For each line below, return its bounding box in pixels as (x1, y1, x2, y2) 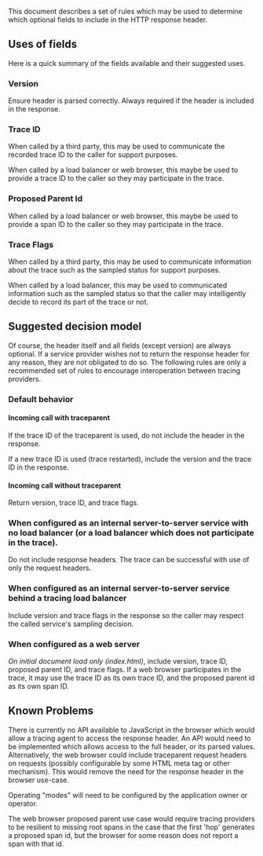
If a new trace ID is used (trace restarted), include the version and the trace (8, 454, 252, 463)
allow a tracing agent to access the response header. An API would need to (8, 733, 251, 743)
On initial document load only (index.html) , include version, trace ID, (8, 657, 228, 666)
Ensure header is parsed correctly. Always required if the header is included (8, 96, 254, 105)
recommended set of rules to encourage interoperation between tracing (8, 365, 241, 375)
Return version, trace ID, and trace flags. (8, 498, 139, 507)
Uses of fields (8, 38, 78, 51)
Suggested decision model (8, 320, 142, 333)
